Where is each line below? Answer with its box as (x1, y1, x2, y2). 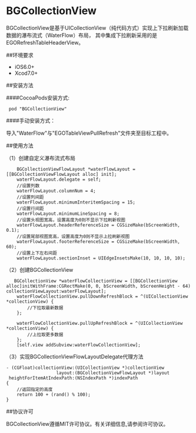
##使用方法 (6, 142, 34, 149)
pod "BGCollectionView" (8, 106, 67, 112)
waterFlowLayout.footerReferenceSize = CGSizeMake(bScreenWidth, (16, 238, 181, 245)
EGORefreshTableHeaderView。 (6, 39, 84, 46)
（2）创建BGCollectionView (6, 266, 74, 273)
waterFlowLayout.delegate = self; (16, 176, 101, 182)
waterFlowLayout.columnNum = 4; (16, 188, 96, 194)
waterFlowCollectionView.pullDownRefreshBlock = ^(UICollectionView (16, 293, 188, 299)
